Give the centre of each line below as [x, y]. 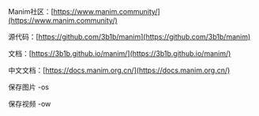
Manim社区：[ [31, 11]
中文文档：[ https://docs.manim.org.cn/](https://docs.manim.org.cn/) [119, 70]
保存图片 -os [29, 87]
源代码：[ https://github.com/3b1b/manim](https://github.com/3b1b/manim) [129, 37]
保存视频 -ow [30, 104]
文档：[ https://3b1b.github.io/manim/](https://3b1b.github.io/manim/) [120, 53]
